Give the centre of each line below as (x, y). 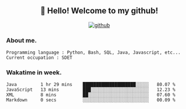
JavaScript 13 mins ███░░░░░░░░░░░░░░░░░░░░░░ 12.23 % (91, 90)
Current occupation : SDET (39, 58)
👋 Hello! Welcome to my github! (99, 11)
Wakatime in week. (34, 72)
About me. (22, 40)
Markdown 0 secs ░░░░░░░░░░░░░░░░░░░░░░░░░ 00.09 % (91, 100)
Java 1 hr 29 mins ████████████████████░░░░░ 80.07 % (91, 85)
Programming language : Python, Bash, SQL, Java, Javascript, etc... (94, 53)
